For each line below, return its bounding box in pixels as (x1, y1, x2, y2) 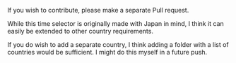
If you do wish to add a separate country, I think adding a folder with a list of (7, 41, 230, 48)
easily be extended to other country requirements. (7, 27, 154, 35)
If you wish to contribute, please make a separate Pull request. (7, 6, 189, 14)
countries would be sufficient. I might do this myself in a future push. (7, 48, 208, 56)
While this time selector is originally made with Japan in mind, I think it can (7, 20, 224, 27)
